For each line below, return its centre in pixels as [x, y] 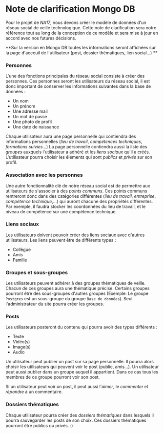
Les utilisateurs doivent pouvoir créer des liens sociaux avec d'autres [75, 235]
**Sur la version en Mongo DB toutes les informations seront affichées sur [81, 47]
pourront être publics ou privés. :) [39, 425]
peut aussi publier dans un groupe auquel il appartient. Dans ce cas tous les [82, 372]
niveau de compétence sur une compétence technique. [61, 211]
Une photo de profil [32, 122]
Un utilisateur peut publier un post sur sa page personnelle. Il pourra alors [80, 362]
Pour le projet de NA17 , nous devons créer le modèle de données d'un [76, 22]
